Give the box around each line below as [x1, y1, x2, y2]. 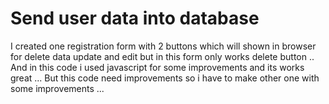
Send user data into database [10, 7, 260, 30]
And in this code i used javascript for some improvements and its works [10, 61, 305, 73]
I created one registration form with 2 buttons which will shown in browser [10, 40, 317, 52]
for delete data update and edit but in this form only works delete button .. [10, 50, 315, 62]
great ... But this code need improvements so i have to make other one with [10, 72, 320, 84]
